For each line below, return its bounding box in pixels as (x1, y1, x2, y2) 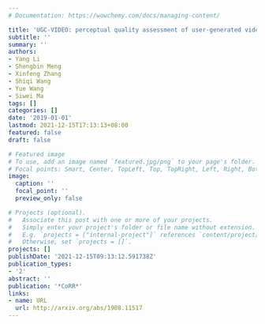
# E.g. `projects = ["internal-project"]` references (8, 231, 196, 239)
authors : (8, 48, 37, 56)
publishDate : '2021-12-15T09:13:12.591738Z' (8, 253, 157, 261)
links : (8, 289, 30, 297)
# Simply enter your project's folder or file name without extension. (8, 223, 256, 232)
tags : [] (8, 100, 37, 107)
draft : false (8, 136, 51, 144)
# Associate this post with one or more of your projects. (8, 216, 214, 224)
